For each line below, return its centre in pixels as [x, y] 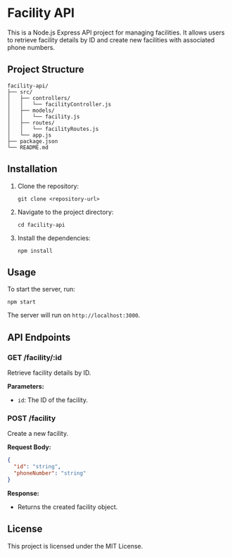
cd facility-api [41, 225]
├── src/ [20, 92]
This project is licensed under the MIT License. [75, 546]
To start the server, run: [41, 289]
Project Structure [46, 69]
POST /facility [32, 418]
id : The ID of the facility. [52, 400]
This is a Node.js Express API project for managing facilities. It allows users [116, 32]
